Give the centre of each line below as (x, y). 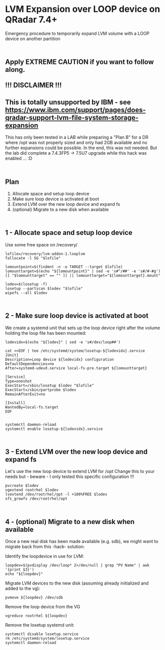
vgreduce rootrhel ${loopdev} (36, 616)
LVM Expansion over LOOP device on (82, 9)
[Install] (15, 403)
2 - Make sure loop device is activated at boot (77, 316)
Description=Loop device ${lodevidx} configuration (59, 359)
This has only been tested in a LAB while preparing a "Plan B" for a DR (77, 137)
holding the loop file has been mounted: (46, 333)
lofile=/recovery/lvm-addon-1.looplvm (45, 254)
